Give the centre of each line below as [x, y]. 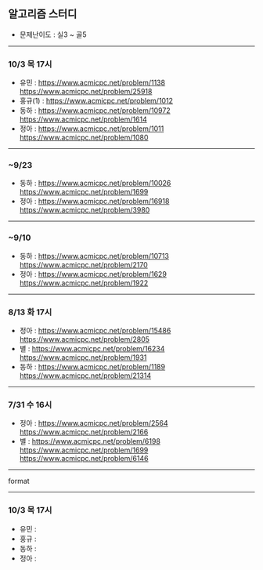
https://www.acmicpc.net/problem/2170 [84, 264]
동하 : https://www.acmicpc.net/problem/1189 [92, 367]
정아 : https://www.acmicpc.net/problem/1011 [92, 129]
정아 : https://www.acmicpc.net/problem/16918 [94, 201]
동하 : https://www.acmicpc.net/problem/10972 [95, 111]
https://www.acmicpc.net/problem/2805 [85, 339]
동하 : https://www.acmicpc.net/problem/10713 [94, 256]
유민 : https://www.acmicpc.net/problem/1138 [92, 83]
